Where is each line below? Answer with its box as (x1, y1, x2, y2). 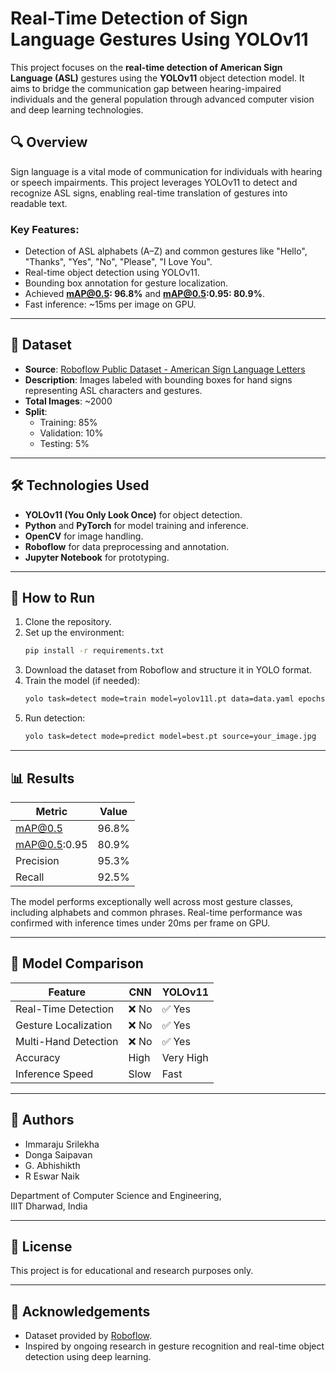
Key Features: (10, 222, 80, 236)
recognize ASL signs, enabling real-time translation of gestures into (10, 187, 288, 199)
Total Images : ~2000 (24, 395, 113, 407)
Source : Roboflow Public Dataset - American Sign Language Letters (24, 363, 306, 375)
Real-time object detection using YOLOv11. (24, 267, 200, 279)
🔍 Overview (10, 134, 88, 151)
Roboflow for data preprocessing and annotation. (24, 540, 230, 552)
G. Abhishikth (24, 1159, 81, 1171)
